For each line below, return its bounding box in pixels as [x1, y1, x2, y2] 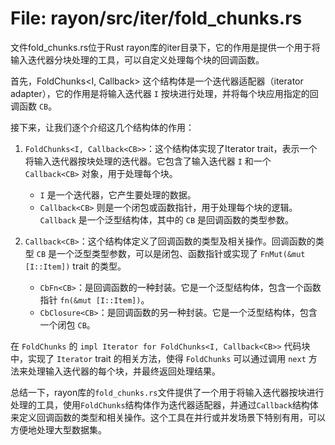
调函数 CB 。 [10, 100, 58, 112]
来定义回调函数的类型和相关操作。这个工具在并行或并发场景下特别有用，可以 [10, 411, 326, 423]
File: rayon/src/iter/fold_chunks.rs [10, 7, 303, 30]
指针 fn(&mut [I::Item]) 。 [39, 293, 150, 306]
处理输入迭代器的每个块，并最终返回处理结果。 [27, 365, 221, 377]
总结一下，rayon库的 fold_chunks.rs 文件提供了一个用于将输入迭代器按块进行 [10, 386, 325, 398]
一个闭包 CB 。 [39, 318, 96, 331]
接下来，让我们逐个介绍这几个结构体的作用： [10, 121, 195, 133]
